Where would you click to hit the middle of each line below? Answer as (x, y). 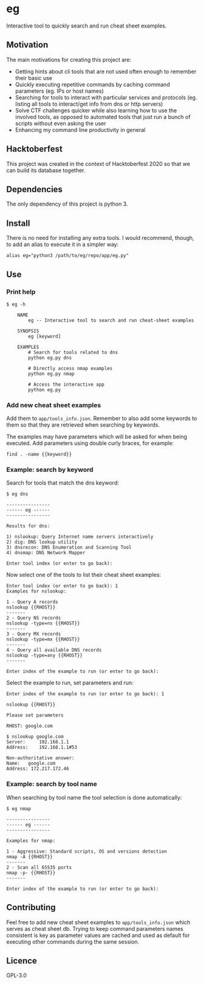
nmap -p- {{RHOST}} (31, 873)
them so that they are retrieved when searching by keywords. (83, 425)
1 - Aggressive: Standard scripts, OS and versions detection (87, 851)
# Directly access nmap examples (71, 368)
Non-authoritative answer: (40, 758)
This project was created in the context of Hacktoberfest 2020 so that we (98, 164)
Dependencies (34, 189)
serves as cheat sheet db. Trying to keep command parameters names (95, 928)
